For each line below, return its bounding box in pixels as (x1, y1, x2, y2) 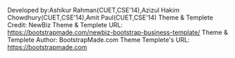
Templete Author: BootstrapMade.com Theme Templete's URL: (7, 36, 191, 44)
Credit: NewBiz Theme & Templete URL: (7, 21, 123, 29)
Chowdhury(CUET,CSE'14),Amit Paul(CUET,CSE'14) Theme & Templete (7, 13, 214, 22)
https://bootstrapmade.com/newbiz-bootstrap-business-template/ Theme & (7, 28, 228, 36)
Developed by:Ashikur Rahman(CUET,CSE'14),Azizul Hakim (7, 6, 180, 14)
